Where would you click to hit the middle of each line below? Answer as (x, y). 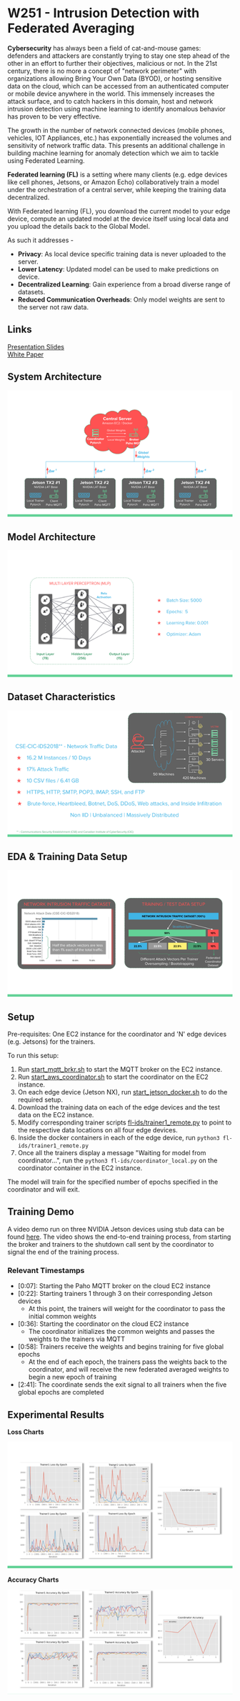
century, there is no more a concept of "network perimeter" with (102, 71)
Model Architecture (52, 537)
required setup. (40, 1100)
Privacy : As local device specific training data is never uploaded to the (122, 254)
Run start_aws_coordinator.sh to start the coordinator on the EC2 (113, 1077)
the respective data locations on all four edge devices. (97, 1130)
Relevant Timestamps (46, 1270)
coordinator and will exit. (44, 1189)
